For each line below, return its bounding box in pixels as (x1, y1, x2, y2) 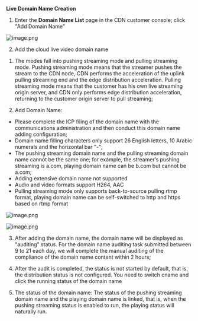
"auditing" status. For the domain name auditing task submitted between (14, 241, 191, 248)
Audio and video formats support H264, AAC (14, 181, 124, 188)
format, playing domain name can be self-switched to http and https (14, 194, 181, 201)
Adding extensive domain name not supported (14, 175, 128, 182)
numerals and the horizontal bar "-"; (14, 144, 103, 150)
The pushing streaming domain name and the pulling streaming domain (14, 150, 189, 157)
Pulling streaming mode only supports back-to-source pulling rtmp (14, 187, 177, 195)
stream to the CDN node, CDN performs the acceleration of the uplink (14, 70, 185, 77)
